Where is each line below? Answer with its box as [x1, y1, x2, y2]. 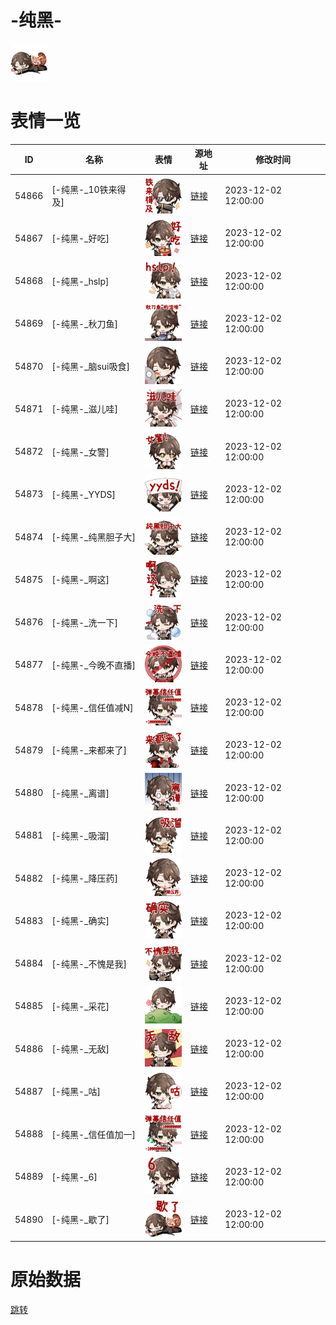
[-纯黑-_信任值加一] [51, 1128, 136, 1140]
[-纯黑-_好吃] [51, 232, 110, 245]
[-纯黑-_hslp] [51, 275, 110, 287]
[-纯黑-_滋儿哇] [51, 403, 118, 415]
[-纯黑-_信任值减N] [51, 702, 134, 714]
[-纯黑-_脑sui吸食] [51, 361, 130, 373]
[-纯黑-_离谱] [51, 787, 110, 799]
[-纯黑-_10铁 [51, 184, 109, 196]
